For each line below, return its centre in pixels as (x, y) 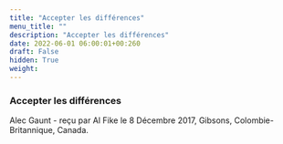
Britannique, (32, 130)
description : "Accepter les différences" (89, 35)
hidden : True (34, 60)
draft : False (34, 52)
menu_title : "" (38, 26)
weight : (24, 69)
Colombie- (254, 120)
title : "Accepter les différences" (77, 18)
